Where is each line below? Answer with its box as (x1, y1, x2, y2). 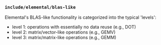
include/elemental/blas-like (5, 4, 76, 10)
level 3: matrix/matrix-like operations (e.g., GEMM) (12, 35, 116, 41)
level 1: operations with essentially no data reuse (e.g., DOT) (12, 24, 136, 30)
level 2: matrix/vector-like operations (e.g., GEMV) (12, 29, 116, 35)
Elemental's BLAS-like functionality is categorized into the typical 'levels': (5, 14, 156, 20)
